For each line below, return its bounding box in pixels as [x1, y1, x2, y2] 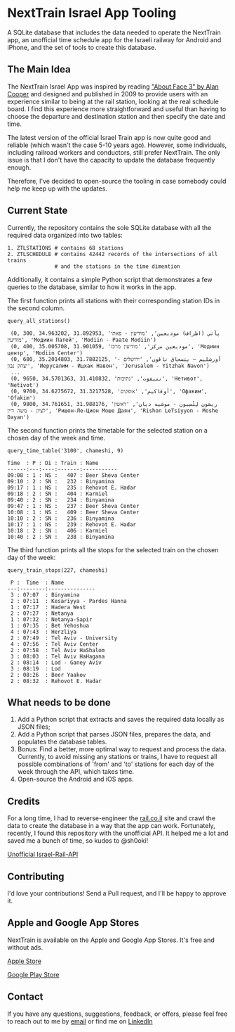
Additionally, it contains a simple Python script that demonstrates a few [7, 275, 213, 284]
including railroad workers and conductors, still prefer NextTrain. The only [7, 148, 221, 156]
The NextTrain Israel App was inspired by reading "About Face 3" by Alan [7, 82, 219, 91]
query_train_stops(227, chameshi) [7, 566, 109, 574]
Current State [7, 205, 68, 217]
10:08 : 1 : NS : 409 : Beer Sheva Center [7, 509, 140, 516]
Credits [7, 795, 41, 807]
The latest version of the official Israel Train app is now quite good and [7, 133, 211, 141]
